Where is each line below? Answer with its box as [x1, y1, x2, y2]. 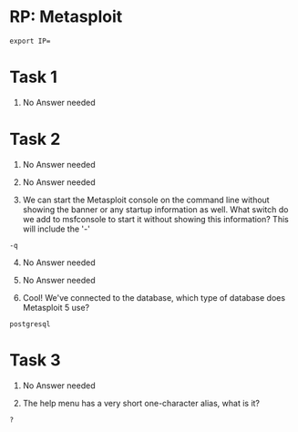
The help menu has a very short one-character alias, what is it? [22, 397, 261, 408]
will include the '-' [22, 223, 91, 234]
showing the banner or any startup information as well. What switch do [22, 203, 289, 215]
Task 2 [9, 129, 61, 149]
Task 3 [9, 350, 61, 370]
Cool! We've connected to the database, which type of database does [22, 292, 285, 303]
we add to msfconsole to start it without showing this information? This [22, 213, 289, 224]
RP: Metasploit [9, 6, 123, 27]
